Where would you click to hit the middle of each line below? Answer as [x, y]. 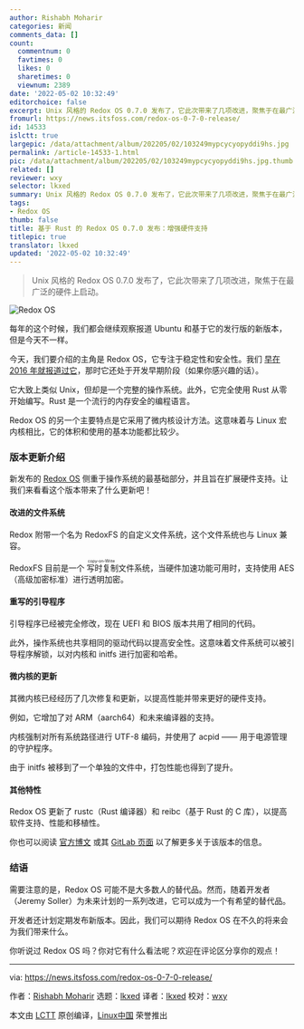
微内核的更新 [33, 677]
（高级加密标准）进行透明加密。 [69, 579]
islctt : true [34, 136]
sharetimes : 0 [44, 77]
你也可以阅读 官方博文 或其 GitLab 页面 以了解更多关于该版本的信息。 [138, 842]
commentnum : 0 [44, 52]
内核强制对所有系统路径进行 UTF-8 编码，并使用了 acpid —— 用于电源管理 [148, 737]
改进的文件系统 [37, 513]
